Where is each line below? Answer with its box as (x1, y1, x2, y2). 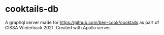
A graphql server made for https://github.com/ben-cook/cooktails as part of (5, 19, 159, 25)
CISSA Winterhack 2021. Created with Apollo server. (5, 24, 111, 30)
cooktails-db (5, 3, 59, 15)
